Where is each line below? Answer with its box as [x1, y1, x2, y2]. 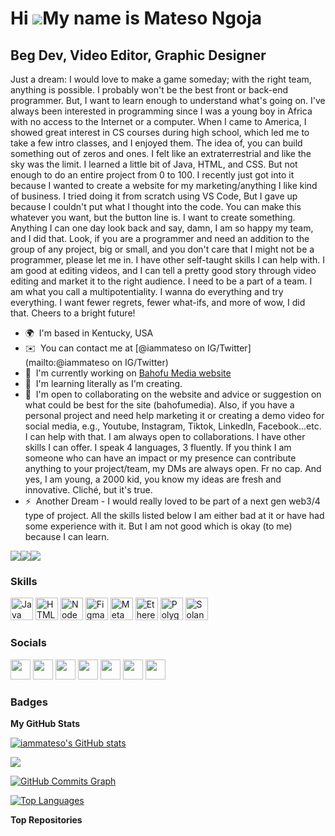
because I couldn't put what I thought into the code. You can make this [10, 201, 302, 212]
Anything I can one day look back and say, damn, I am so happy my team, [10, 222, 314, 234]
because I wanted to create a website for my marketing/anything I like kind [10, 180, 318, 191]
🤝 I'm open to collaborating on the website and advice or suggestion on [24, 388, 322, 400]
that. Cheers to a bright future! [10, 307, 136, 319]
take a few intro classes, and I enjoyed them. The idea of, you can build [10, 137, 303, 149]
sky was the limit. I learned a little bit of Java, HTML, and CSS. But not [10, 158, 298, 170]
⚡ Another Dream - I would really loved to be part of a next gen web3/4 [24, 495, 321, 507]
